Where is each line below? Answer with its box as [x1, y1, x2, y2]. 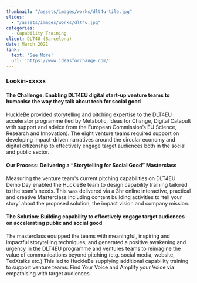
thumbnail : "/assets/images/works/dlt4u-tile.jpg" [6, 8, 133, 15]
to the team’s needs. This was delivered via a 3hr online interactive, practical [6, 187, 191, 194]
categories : [6, 25, 35, 31]
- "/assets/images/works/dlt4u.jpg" [11, 19, 101, 25]
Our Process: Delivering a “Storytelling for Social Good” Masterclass [6, 162, 177, 169]
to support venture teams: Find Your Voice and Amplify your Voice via [6, 264, 175, 271]
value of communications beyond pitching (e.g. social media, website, [6, 251, 175, 258]
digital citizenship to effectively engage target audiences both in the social [6, 142, 186, 149]
